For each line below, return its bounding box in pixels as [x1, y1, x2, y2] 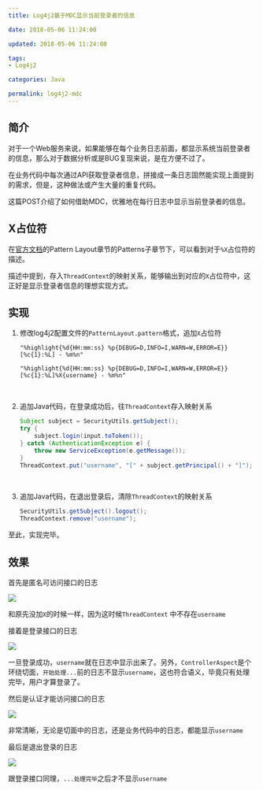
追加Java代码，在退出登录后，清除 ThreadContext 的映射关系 [19, 491, 213, 501]
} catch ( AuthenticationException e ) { [19, 439, 151, 447]
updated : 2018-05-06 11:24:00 [8, 40, 108, 48]
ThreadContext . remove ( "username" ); [19, 515, 137, 523]
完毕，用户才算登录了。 [8, 677, 84, 686]
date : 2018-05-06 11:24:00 [8, 25, 97, 34]
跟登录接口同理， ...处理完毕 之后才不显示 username [8, 773, 168, 783]
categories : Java [8, 76, 65, 83]
